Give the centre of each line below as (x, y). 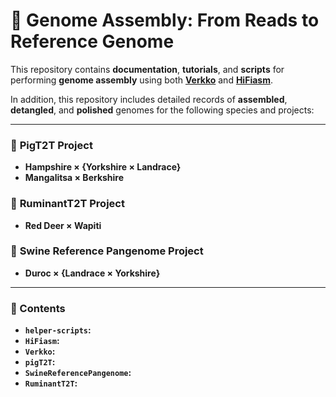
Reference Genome (92, 41)
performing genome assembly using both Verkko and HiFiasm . (141, 80)
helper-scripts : (58, 330)
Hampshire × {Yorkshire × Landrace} (103, 167)
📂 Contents (38, 308)
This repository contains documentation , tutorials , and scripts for (147, 69)
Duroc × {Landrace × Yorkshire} (92, 273)
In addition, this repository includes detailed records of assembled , (149, 99)
